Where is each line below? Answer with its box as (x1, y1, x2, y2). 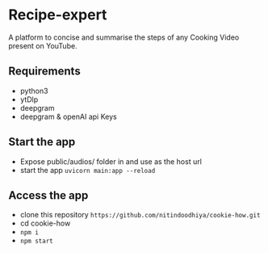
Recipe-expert (8, 6, 107, 24)
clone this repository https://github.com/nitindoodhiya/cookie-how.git (19, 210, 261, 220)
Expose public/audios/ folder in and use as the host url (19, 156, 202, 167)
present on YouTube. (8, 40, 78, 50)
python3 (19, 86, 48, 95)
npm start (19, 237, 54, 246)
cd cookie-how (19, 218, 71, 228)
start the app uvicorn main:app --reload (19, 165, 156, 175)
